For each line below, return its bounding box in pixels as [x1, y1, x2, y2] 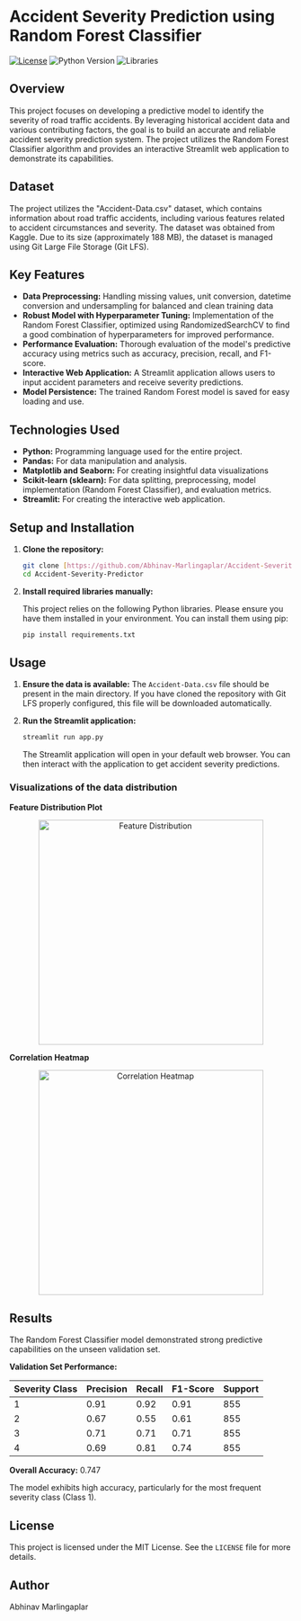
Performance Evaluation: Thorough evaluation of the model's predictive [22, 339, 291, 350]
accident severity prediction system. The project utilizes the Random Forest [9, 133, 289, 145]
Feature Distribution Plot [9, 802, 103, 812]
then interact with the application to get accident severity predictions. [22, 758, 280, 770]
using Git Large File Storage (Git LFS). [9, 241, 150, 252]
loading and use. [22, 396, 84, 407]
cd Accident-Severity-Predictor [22, 569, 144, 578]
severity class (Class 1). [9, 1491, 97, 1503]
